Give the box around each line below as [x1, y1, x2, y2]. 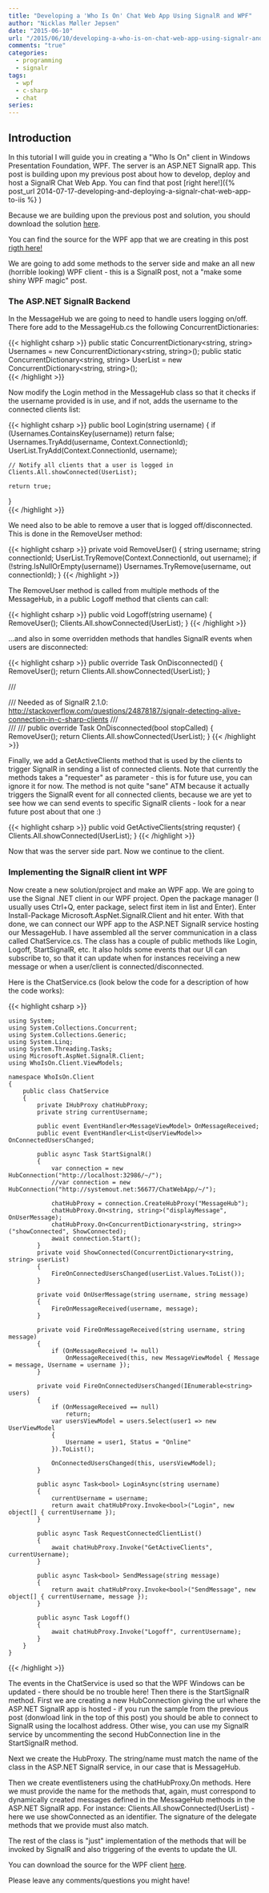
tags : [8, 71, 26, 79]
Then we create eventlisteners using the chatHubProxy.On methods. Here [8, 1777, 251, 1787]
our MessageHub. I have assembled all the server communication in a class [8, 928, 258, 937]
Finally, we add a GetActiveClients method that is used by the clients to [8, 756, 243, 766]
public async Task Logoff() [37, 1614, 130, 1622]
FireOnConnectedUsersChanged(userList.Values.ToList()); [50, 1269, 246, 1278]
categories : [8, 49, 48, 57]
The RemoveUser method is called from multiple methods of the [8, 586, 220, 595]
